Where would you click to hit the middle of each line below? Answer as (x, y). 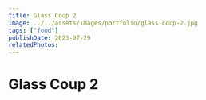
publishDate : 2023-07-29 (50, 38)
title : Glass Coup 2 (43, 15)
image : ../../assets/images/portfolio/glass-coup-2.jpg (103, 23)
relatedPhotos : (34, 45)
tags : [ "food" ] (34, 30)
